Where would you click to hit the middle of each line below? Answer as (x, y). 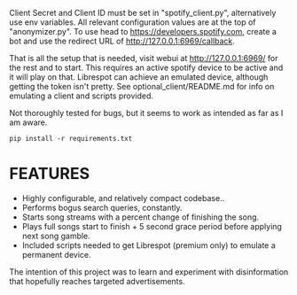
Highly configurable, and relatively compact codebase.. (123, 198)
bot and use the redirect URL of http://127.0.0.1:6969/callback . (122, 41)
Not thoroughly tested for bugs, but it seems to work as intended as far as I (146, 113)
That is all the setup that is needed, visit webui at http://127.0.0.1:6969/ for (144, 58)
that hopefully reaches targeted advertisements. (97, 281)
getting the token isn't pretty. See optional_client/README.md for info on (142, 86)
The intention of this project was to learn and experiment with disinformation (149, 272)
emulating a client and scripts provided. (81, 96)
